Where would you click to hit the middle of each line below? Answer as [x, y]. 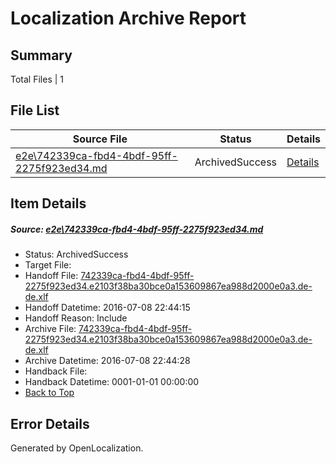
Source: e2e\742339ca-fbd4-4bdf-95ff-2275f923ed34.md [137, 229]
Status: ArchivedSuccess [76, 254]
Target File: [48, 265]
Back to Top [49, 393]
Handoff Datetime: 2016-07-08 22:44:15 [107, 308]
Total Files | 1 [37, 79]
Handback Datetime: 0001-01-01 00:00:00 [112, 382]
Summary [41, 55]
